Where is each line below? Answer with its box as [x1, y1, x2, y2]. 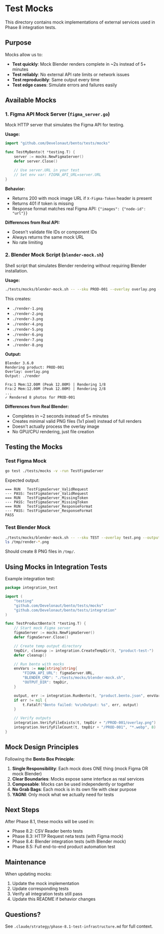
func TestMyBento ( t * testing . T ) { [5, 150, 76, 155]
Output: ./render [5, 373, 41, 378]
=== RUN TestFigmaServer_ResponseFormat [5, 504, 93, 509]
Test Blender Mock [5, 524, 51, 531]
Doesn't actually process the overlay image [12, 423, 100, 429]
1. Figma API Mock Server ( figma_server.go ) [5, 111, 110, 118]
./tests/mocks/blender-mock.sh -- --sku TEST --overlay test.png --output [5, 535, 161, 540]
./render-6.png [12, 332, 43, 337]
